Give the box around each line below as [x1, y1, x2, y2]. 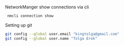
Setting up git [5, 22, 32, 28]
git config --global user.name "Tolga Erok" [5, 36, 98, 41]
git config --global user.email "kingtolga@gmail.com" [5, 31, 120, 36]
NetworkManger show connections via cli [5, 4, 89, 10]
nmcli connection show [7, 14, 54, 18]
